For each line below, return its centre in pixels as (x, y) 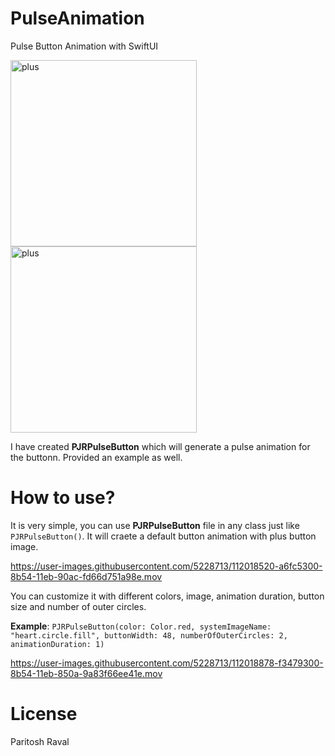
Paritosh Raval (40, 741)
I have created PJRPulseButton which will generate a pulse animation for (160, 446)
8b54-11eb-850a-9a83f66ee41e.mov (86, 673)
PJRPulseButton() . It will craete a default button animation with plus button (163, 536)
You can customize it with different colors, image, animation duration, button (167, 596)
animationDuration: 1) (57, 644)
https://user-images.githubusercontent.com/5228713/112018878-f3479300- (167, 663)
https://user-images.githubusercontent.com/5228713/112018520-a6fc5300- (166, 566)
